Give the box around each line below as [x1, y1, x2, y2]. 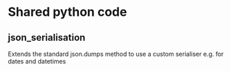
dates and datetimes [8, 57, 66, 65]
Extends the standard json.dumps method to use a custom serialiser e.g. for [8, 50, 224, 58]
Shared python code [8, 4, 127, 20]
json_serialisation [8, 32, 86, 43]
